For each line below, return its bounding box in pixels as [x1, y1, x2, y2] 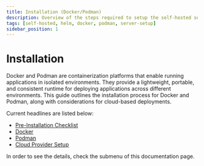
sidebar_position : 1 [6, 26, 59, 32]
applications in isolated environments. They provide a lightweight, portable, [6, 78, 194, 86]
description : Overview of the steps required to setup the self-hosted [6, 15, 191, 21]
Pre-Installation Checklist [15, 122, 78, 129]
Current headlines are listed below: [6, 110, 94, 117]
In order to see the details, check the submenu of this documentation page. [6, 153, 195, 160]
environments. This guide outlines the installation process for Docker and [6, 92, 189, 99]
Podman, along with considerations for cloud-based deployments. [6, 98, 172, 105]
